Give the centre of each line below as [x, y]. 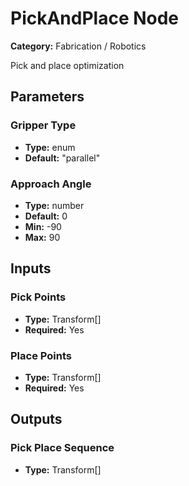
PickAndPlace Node [95, 18]
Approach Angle [51, 184]
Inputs [31, 268]
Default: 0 [46, 216]
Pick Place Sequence [62, 448]
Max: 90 [42, 237]
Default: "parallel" [62, 158]
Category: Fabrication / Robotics [78, 46]
